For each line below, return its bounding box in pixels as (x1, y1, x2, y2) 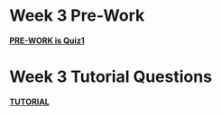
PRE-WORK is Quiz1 (9, 35, 85, 46)
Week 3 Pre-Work (9, 5, 145, 26)
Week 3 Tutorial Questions (9, 66, 213, 87)
